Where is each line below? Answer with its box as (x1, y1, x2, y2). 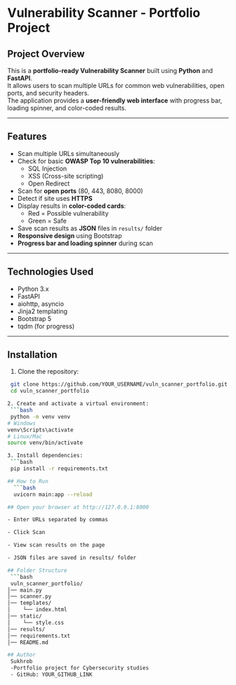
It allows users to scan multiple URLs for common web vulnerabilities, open (7, 81, 225, 89)
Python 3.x (17, 285, 49, 293)
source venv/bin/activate (7, 439, 83, 447)
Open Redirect (27, 179, 70, 188)
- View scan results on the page (7, 542, 105, 549)
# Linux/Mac (7, 433, 42, 440)
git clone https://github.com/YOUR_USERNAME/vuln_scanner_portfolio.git (10, 381, 228, 388)
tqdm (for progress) (17, 322, 75, 330)
